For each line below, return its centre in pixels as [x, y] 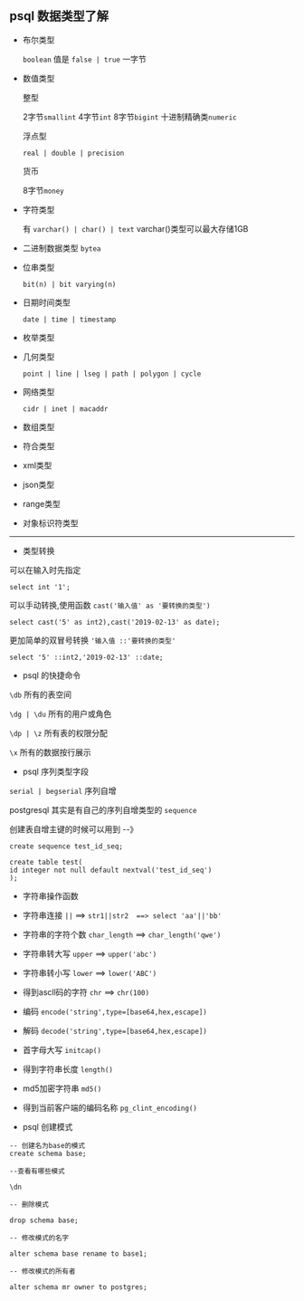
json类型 [38, 484]
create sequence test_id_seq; [66, 846]
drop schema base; [44, 1220]
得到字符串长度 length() [68, 1069]
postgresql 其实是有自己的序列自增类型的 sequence [103, 809]
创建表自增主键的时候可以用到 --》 [74, 829]
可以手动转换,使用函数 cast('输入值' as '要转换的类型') [110, 605]
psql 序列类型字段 [55, 771]
